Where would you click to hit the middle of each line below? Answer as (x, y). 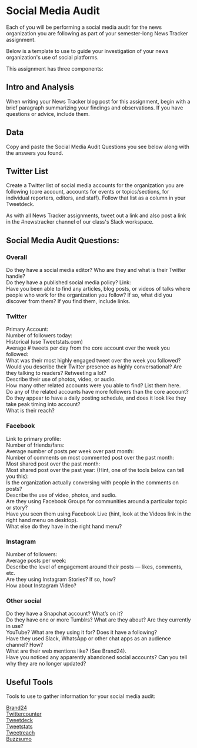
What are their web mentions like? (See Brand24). (66, 651)
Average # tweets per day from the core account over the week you (88, 348)
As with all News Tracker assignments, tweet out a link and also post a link (96, 215)
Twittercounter (24, 714)
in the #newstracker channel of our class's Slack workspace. (80, 222)
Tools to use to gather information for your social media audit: (81, 696)
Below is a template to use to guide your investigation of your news (87, 51)
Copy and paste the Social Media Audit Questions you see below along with (98, 147)
